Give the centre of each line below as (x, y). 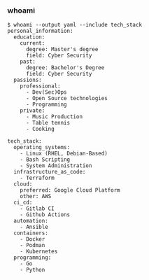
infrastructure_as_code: (50, 172)
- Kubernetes (39, 252)
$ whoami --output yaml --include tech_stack (74, 25)
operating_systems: (42, 148)
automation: (31, 221)
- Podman (33, 246)
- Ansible (34, 227)
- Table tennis (48, 123)
